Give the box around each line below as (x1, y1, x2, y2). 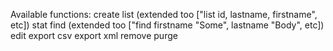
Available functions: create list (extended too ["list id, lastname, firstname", (10, 9, 318, 20)
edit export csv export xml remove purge (10, 30, 178, 41)
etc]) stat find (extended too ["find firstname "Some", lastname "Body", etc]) (10, 19, 325, 31)
